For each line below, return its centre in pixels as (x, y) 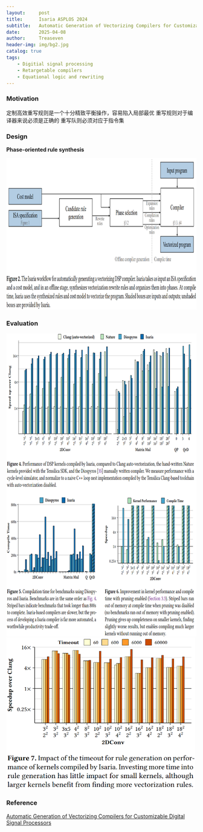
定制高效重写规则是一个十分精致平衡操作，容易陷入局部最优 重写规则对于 (97, 113)
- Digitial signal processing (55, 64)
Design (17, 136)
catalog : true (24, 52)
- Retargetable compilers (50, 70)
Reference (22, 803)
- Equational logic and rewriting (60, 77)
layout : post (28, 13)
